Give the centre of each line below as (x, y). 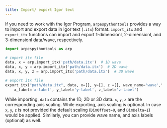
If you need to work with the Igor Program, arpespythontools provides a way (83, 24)
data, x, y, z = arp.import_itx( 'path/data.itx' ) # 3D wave (70, 72)
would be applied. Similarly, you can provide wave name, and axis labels (79, 115)
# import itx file (24, 58)
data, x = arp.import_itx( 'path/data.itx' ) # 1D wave (63, 63)
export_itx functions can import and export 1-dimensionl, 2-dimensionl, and (83, 34)
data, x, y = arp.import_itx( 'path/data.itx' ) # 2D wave (66, 67)
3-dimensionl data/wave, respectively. (44, 40)
